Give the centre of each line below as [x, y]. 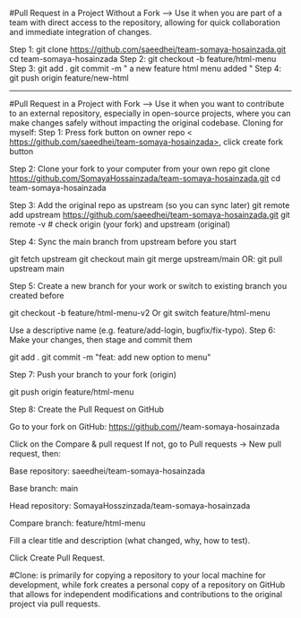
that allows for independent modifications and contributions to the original [146, 594]
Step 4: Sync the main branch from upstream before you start [123, 242]
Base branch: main [44, 488]
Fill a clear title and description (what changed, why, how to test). [130, 540]
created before [37, 296]
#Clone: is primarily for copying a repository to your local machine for [138, 575]
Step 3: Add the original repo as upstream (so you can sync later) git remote [150, 205]
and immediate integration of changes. [81, 32]
